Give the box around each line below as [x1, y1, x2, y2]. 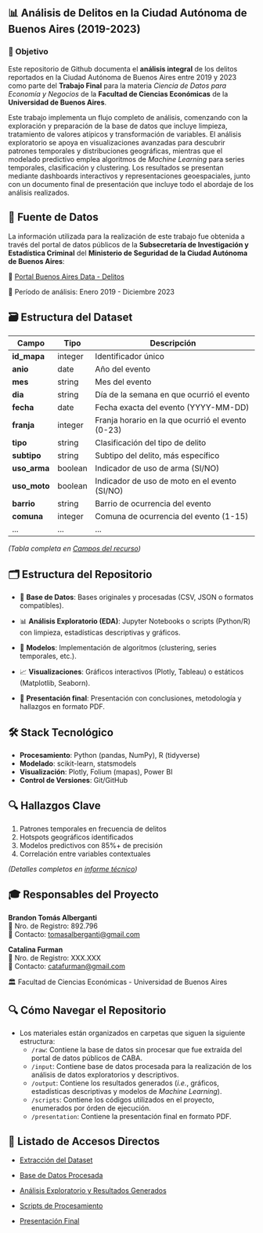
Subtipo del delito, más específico [95, 450, 220, 461]
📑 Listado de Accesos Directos [8, 1134, 160, 1148]
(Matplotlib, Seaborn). [19, 679, 91, 688]
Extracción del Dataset [19, 1155, 93, 1165]
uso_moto [12, 481, 50, 492]
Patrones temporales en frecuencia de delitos [19, 824, 167, 833]
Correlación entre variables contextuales [19, 849, 151, 858]
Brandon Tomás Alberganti [8, 913, 98, 922]
